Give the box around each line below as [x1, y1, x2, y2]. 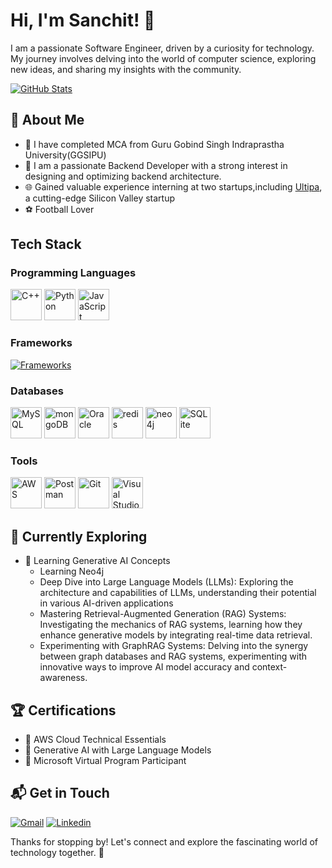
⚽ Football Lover [24, 203, 95, 215]
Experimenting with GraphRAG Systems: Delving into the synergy [39, 640, 309, 652]
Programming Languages [10, 266, 137, 280]
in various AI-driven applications [39, 597, 174, 609]
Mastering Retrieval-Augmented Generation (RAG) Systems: [39, 608, 287, 620]
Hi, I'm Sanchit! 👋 [10, 9, 156, 32]
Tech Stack [10, 236, 82, 253]
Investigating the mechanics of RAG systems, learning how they [39, 619, 303, 631]
